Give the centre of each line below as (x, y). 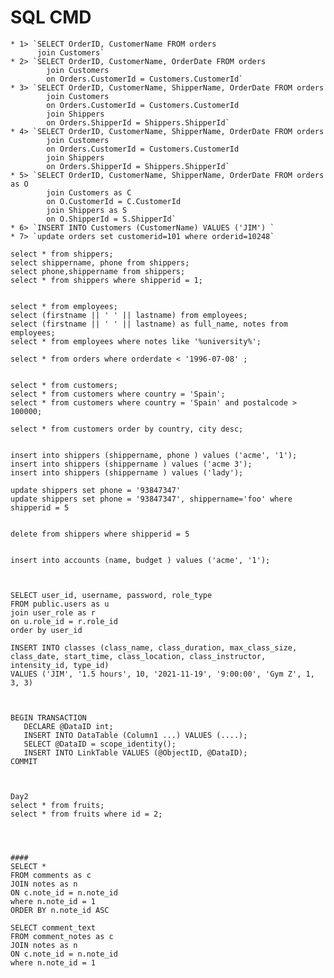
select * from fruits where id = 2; (86, 814)
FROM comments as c (51, 875)
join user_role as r (53, 612)
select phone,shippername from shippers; (98, 271)
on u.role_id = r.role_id (64, 621)
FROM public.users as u (60, 604)
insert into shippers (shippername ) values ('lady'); (127, 472)
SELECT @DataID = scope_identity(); (100, 744)
